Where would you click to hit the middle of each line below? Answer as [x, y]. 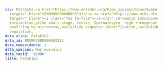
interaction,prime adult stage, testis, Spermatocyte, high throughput [83, 23]
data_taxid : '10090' [26, 54]
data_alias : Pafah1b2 [27, 36]
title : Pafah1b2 [21, 58]
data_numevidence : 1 [26, 45]
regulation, [22, 32]
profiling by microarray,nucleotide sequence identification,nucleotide [84, 27]
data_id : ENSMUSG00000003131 [34, 41]
